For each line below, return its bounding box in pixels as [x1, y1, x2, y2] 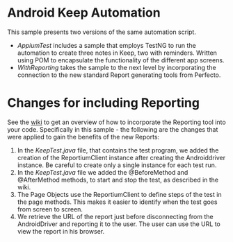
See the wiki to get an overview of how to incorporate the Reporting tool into [7, 118, 226, 126]
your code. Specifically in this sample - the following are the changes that [7, 125, 218, 133]
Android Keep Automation [7, 5, 161, 21]
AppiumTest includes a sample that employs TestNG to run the [17, 41, 196, 49]
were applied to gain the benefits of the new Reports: [7, 132, 160, 141]
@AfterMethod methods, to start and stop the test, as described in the [17, 175, 219, 184]
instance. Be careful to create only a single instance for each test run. [17, 161, 217, 169]
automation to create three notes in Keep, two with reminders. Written [17, 49, 218, 57]
